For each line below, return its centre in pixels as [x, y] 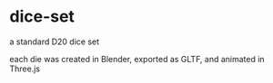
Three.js [25, 69]
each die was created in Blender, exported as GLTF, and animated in [137, 59]
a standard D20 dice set [55, 41]
